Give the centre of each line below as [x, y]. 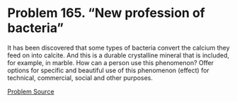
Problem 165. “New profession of [106, 13]
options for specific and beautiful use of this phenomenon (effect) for [109, 70]
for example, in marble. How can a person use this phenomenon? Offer [111, 62]
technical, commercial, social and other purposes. [80, 78]
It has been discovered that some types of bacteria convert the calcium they [118, 47]
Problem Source [31, 91]
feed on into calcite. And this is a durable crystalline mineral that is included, [118, 55]
